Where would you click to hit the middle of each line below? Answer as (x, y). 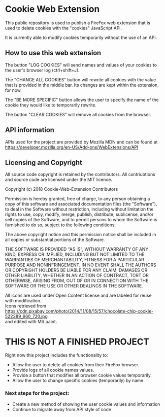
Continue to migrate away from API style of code (62, 409)
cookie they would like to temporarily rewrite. (51, 105)
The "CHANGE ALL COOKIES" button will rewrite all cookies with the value (81, 79)
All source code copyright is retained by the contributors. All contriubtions (80, 174)
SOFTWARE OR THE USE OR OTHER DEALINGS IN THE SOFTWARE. (74, 286)
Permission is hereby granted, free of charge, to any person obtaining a (78, 199)
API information (30, 130)
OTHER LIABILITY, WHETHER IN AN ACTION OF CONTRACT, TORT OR (77, 276)
